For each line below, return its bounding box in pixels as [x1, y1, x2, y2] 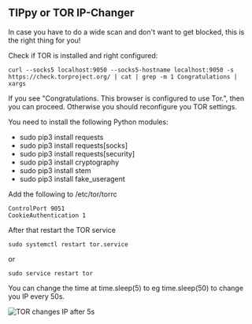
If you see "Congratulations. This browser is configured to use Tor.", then [8, 94, 245, 103]
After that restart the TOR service [8, 225, 117, 234]
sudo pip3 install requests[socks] [19, 141, 128, 150]
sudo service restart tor [8, 269, 93, 278]
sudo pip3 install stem [19, 165, 92, 175]
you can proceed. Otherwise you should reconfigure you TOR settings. [8, 101, 238, 111]
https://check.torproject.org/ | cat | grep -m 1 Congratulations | [8, 72, 238, 81]
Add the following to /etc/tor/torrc [8, 189, 117, 199]
